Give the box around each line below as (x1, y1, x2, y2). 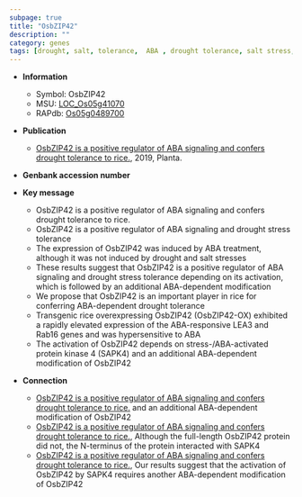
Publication (22, 125, 67, 136)
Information (22, 71, 68, 82)
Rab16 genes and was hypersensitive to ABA (35, 330, 201, 340)
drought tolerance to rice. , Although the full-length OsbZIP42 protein (35, 431, 290, 442)
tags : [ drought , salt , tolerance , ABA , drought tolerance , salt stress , (9, 47, 296, 56)
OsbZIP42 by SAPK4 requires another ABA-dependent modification (35, 469, 286, 480)
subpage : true (9, 13, 63, 23)
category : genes (9, 38, 70, 48)
